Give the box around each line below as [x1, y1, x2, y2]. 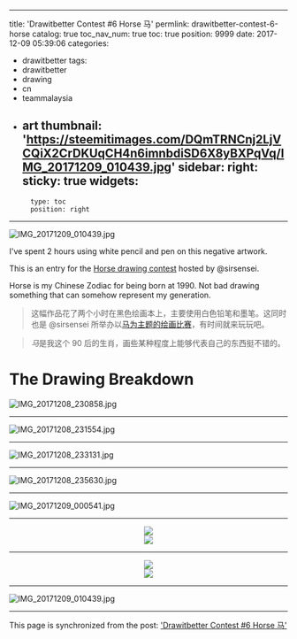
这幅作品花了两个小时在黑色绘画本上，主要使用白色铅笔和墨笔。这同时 [30, 307, 287, 319]
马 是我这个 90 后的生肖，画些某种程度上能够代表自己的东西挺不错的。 [30, 337, 286, 348]
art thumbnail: [21, 119, 103, 134]
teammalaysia [21, 93, 73, 103]
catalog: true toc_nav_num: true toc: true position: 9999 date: [32, 28, 255, 39]
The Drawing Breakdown [9, 369, 194, 389]
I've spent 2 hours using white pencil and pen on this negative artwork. [9, 245, 268, 257]
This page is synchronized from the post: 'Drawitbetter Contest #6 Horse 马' [9, 620, 287, 630]
